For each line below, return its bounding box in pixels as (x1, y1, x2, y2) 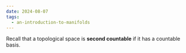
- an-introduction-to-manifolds (11, 19, 91, 25)
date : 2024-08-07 (6, 8, 49, 15)
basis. (6, 41, 20, 48)
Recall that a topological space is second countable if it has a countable (6, 36, 180, 43)
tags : (6, 14, 19, 20)
